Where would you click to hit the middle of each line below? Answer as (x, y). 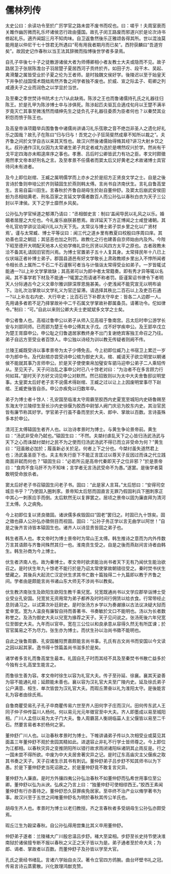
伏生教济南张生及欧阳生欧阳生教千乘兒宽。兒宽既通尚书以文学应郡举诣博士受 (85, 592)
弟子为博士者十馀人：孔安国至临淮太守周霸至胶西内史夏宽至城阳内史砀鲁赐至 (85, 399)
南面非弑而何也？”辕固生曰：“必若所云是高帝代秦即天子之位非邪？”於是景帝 (84, 461)
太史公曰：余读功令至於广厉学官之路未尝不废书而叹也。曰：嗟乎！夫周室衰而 (85, 26)
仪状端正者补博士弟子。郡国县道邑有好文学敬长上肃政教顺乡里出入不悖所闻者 (85, 258)
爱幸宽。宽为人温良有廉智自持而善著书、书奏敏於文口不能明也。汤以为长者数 (85, 611)
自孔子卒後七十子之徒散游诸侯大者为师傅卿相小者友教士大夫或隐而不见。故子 (85, 62)
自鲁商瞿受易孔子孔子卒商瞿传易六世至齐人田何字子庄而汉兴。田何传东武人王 (85, 705)
